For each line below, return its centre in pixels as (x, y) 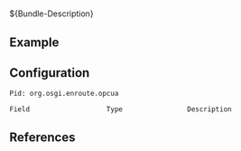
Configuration (50, 73)
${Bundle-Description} (51, 14)
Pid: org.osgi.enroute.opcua (64, 94)
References (42, 137)
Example (34, 42)
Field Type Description (120, 109)
